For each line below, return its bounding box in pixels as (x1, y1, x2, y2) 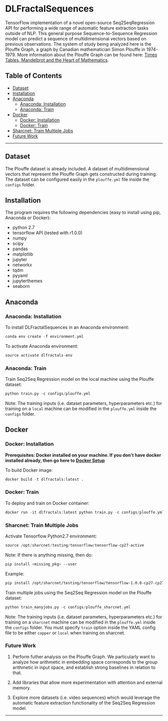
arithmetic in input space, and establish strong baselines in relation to (12, 664, 156, 670)
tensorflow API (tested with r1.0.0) (12, 230, 82, 236)
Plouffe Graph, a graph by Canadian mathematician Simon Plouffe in (5, 46, 145, 52)
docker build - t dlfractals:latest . (5, 477, 84, 482)
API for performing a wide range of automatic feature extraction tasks (5, 25, 148, 31)
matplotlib (12, 251, 33, 257)
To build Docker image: (5, 467, 53, 473)
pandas (12, 246, 28, 252)
